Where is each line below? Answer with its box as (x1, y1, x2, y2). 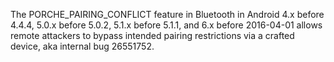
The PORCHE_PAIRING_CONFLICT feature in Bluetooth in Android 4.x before (10, 9, 325, 20)
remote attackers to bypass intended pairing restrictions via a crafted (10, 30, 295, 41)
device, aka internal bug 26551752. (10, 40, 155, 52)
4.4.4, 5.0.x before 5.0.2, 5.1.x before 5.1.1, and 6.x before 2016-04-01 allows (10, 19, 323, 31)
